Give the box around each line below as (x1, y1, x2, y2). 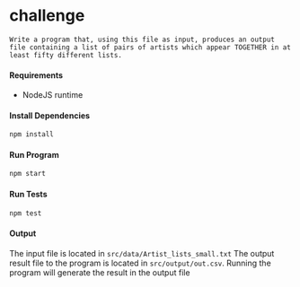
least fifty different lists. (9, 50, 123, 59)
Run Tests (9, 188, 48, 199)
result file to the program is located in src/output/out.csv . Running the (9, 257, 271, 268)
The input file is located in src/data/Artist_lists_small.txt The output (9, 248, 275, 258)
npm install (9, 130, 54, 139)
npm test (9, 208, 42, 218)
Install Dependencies (9, 109, 91, 121)
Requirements (9, 69, 64, 81)
